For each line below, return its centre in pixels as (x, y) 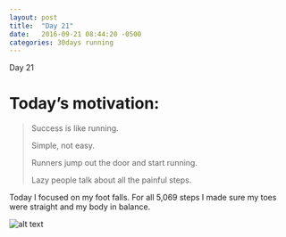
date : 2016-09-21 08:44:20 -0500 (76, 34)
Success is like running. (75, 128)
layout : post (34, 17)
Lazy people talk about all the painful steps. (111, 180)
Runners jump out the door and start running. (114, 163)
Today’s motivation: (84, 104)
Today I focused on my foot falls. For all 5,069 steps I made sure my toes (143, 198)
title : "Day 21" (42, 26)
